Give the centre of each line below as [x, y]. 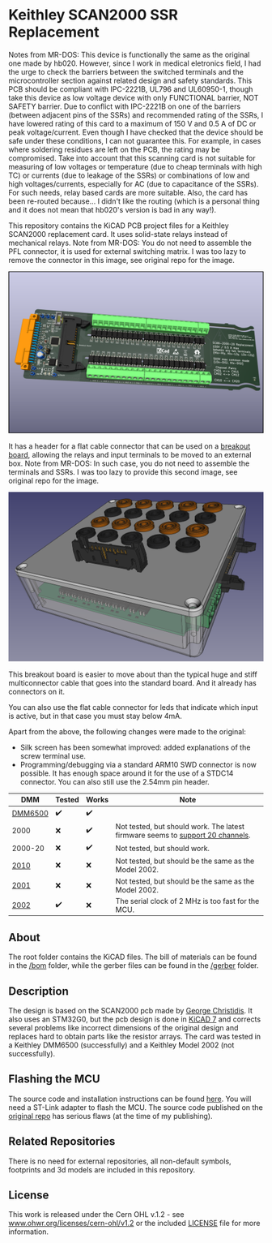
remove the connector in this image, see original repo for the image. [121, 260]
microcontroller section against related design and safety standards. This [130, 80]
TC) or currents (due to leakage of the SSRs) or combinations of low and [129, 175]
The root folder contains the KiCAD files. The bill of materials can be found [133, 957]
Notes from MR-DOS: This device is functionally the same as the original [129, 54]
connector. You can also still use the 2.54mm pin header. [115, 781]
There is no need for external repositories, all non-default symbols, [120, 1161]
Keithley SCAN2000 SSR [93, 15]
